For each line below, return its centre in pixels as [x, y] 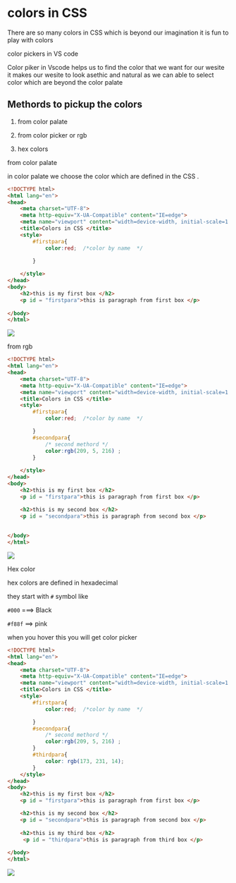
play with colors [30, 39]
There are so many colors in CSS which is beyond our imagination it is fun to [118, 32]
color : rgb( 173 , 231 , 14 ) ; [85, 761]
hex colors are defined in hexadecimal [63, 583]
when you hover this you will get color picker [72, 637]
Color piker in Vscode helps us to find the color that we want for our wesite [116, 67]
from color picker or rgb [52, 135]
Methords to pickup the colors [75, 105]
